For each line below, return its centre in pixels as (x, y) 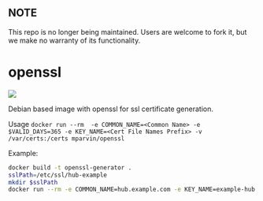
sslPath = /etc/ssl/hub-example (58, 175)
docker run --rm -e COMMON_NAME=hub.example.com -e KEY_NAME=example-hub (132, 190)
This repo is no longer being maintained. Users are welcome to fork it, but (128, 32)
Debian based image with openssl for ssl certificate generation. (111, 109)
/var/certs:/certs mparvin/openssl (67, 138)
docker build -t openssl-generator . (70, 167)
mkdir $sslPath (33, 182)
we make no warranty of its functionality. (74, 40)
